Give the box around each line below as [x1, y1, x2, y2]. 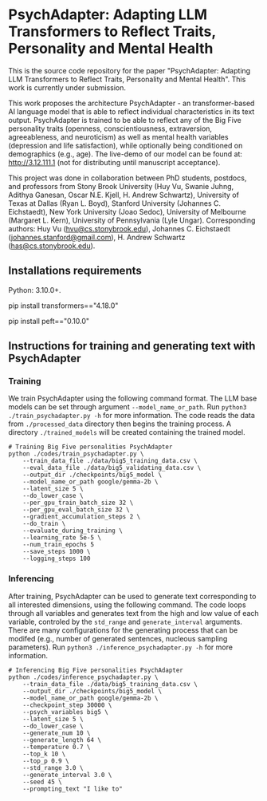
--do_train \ [22, 520, 66, 528]
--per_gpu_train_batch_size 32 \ [22, 499, 134, 507]
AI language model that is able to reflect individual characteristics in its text [8, 106, 255, 116]
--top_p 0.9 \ [22, 756, 69, 765]
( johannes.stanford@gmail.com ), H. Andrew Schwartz [8, 232, 186, 242]
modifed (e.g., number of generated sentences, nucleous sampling [8, 633, 228, 643]
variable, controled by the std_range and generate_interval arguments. [8, 617, 243, 626]
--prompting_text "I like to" [22, 784, 124, 793]
